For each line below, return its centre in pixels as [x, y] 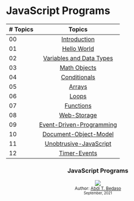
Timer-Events [78, 153]
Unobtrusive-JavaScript [78, 143]
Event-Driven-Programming [78, 124]
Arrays [78, 86]
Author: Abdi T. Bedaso [98, 189]
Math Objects [78, 67]
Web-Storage [78, 115]
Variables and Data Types [78, 58]
